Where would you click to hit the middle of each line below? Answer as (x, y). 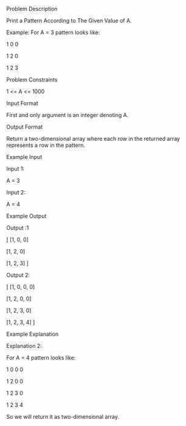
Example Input (24, 157)
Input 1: (15, 169)
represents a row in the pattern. (46, 145)
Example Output (26, 216)
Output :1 (18, 228)
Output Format (25, 127)
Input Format (22, 103)
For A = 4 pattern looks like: (41, 358)
